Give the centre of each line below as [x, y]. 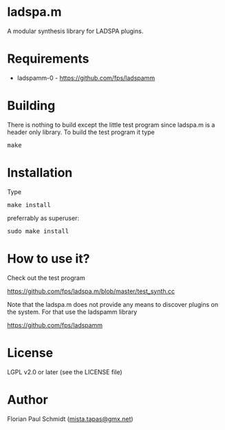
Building [31, 106]
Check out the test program [46, 278]
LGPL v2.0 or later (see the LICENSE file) [65, 372]
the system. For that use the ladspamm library [72, 312]
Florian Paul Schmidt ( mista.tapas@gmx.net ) [70, 419]
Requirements [48, 59]
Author [28, 399]
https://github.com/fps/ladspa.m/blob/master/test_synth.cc [91, 291]
